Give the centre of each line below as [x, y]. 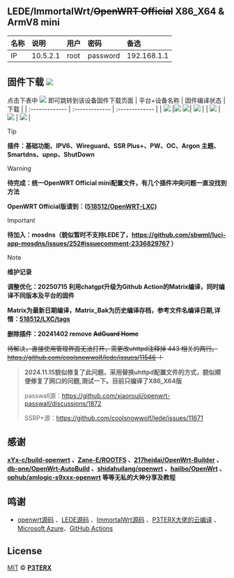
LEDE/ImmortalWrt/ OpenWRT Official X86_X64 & [116, 12]
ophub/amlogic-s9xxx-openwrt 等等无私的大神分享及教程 [92, 477]
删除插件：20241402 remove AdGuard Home [73, 334]
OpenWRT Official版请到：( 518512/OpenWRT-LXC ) [82, 206]
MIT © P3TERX [30, 568]
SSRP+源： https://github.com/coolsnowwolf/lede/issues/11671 [114, 417]
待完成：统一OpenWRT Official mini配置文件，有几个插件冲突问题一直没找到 [117, 183]
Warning [19, 168]
